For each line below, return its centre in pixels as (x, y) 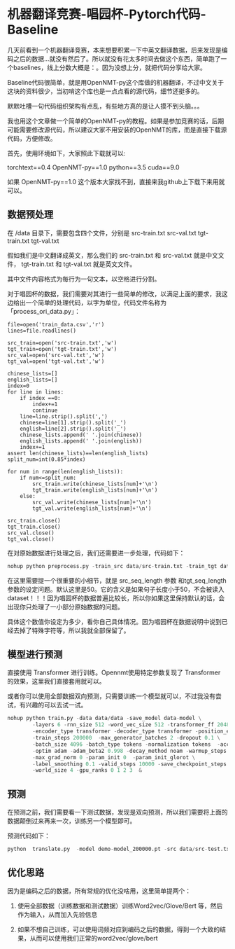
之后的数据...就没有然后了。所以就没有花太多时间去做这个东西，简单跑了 (117, 58)
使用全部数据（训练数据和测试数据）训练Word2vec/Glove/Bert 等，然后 (120, 906)
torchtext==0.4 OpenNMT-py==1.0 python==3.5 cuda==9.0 (93, 167)
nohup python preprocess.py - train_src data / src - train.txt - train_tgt (112, 566)
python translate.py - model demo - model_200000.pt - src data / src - (108, 849)
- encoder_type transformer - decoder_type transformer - (115, 732)
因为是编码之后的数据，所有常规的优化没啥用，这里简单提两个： (99, 891)
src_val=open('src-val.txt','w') (56, 355)
